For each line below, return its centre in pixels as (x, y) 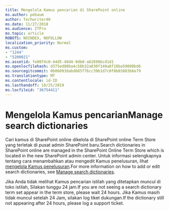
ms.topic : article (24, 33)
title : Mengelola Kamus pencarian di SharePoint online (65, 10)
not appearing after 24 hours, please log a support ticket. (65, 203)
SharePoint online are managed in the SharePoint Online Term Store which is (85, 150)
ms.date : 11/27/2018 (27, 24)
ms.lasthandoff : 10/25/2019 (35, 85)
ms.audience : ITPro (26, 29)
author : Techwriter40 (28, 19)
